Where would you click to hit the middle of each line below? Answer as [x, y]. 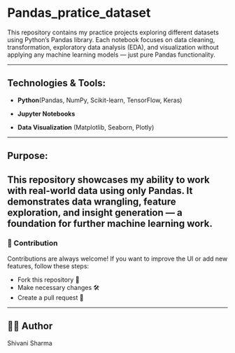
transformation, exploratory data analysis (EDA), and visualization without [113, 47]
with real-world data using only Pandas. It [100, 191]
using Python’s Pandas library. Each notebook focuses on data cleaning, [111, 39]
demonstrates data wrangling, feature [92, 201]
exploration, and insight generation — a [95, 213]
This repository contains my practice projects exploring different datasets [113, 32]
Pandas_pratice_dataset [79, 13]
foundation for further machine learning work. [110, 223]
